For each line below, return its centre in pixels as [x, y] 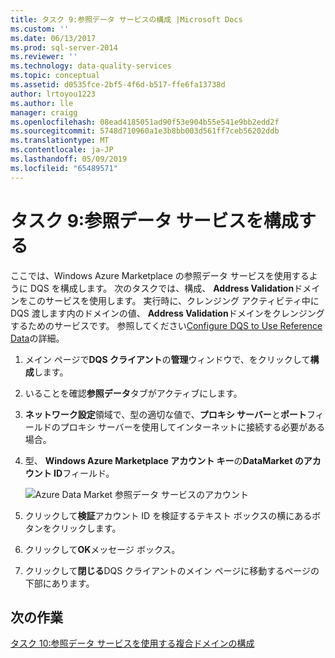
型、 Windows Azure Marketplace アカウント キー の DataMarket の [164, 460]
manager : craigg [44, 112]
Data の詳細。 [37, 338]
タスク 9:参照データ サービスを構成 [154, 220]
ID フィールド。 [84, 473]
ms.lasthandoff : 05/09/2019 [69, 159]
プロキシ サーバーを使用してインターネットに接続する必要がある [192, 427]
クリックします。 [86, 528]
